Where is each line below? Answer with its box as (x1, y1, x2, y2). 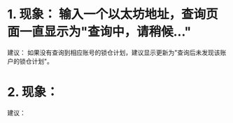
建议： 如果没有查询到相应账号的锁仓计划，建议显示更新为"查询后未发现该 (7, 48, 220, 57)
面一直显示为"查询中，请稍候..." (7, 24, 192, 40)
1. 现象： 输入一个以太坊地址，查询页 (7, 6, 218, 22)
